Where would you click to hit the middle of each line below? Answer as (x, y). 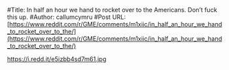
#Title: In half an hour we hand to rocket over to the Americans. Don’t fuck (112, 10)
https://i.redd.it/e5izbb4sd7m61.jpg (57, 59)
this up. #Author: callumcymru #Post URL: (66, 17)
